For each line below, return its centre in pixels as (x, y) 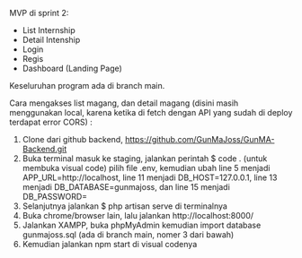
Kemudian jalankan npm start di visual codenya (110, 244)
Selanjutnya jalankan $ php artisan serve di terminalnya (124, 206)
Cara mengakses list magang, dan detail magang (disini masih (124, 103)
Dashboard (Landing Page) (72, 68)
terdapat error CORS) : (51, 122)
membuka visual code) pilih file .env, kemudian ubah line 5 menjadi (146, 168)
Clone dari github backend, (72, 139)
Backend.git (44, 149)
